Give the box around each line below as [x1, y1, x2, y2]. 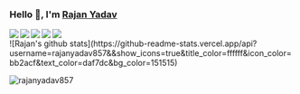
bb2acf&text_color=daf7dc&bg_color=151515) [9, 58, 178, 69]
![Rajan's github [9, 38, 68, 49]
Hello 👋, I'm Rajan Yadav [9, 8, 117, 21]
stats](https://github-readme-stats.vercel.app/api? [69, 38, 258, 49]
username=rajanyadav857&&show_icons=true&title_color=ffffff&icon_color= [9, 48, 292, 59]
